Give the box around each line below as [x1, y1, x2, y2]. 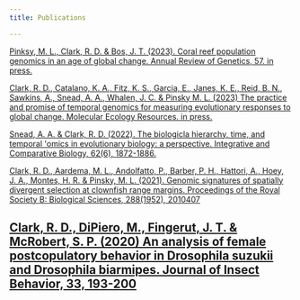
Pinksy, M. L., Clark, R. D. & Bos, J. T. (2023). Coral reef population [9, 46, 256, 57]
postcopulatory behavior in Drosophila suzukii [9, 249, 274, 264]
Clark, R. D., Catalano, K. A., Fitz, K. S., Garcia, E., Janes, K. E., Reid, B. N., [9, 82, 283, 93]
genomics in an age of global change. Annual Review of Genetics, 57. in [9, 55, 274, 66]
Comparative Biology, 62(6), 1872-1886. [9, 148, 157, 159]
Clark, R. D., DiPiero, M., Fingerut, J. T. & [9, 220, 238, 235]
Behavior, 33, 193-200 [9, 277, 137, 292]
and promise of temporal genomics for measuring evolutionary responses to [9, 101, 291, 113]
